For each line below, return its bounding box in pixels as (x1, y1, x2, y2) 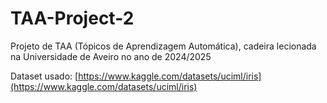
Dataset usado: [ (10, 70, 79, 82)
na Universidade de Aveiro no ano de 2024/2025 (10, 50, 212, 62)
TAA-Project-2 (10, 7, 135, 30)
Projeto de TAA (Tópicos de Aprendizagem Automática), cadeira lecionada (10, 40, 317, 52)
